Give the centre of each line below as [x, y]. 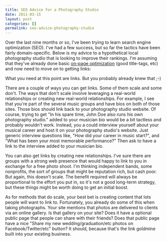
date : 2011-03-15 [23, 14]
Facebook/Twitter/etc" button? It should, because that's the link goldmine [80, 229]
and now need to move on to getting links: [48, 69]
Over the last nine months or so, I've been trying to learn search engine [78, 42]
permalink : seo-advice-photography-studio [50, 28]
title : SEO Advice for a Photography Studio [52, 10]
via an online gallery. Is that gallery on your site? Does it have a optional [78, 213]
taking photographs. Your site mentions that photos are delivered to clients [82, 208]
